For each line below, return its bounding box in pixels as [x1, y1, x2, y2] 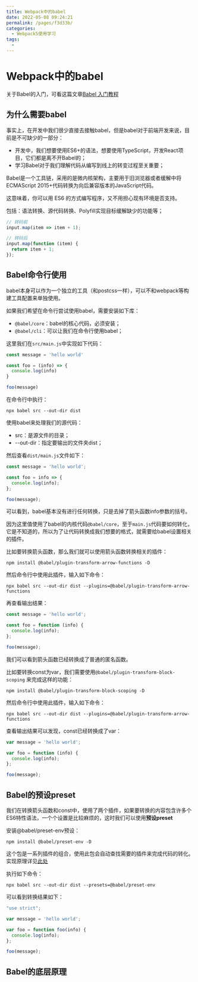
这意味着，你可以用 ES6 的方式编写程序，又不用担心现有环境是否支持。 [6, 194, 180, 202]
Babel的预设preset [6, 790, 76, 800]
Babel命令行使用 [6, 270, 67, 280]
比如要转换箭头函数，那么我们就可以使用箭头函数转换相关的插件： [6, 548, 168, 555]
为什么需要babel [6, 110, 67, 120]
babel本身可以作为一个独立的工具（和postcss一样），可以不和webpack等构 [6, 287, 189, 294]
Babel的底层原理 [6, 966, 67, 977]
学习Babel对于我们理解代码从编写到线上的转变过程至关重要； [14, 162, 165, 169]
